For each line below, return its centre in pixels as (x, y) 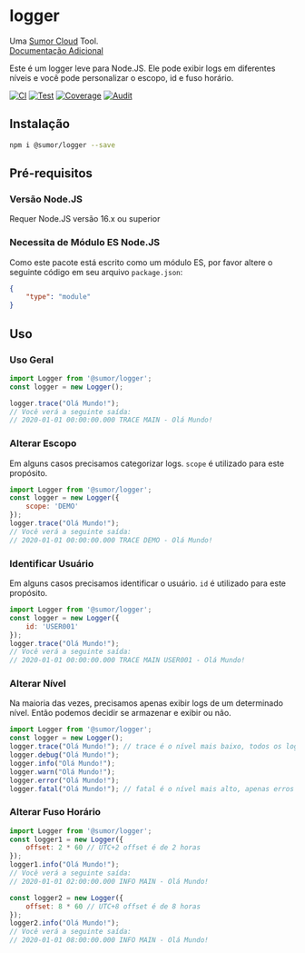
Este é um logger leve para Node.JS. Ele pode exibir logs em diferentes (143, 68)
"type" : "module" (59, 297)
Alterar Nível (38, 684)
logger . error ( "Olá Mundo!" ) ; (64, 780)
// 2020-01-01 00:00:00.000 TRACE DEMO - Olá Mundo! (111, 540)
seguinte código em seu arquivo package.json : (96, 272)
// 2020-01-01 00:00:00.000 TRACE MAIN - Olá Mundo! (111, 420)
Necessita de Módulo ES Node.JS (85, 243)
